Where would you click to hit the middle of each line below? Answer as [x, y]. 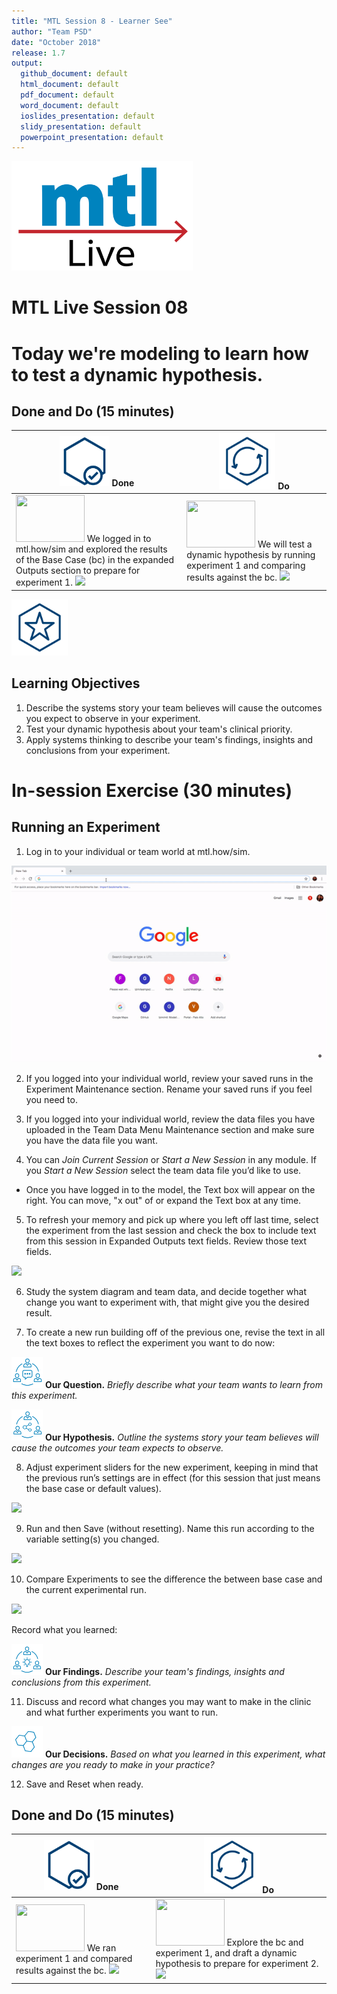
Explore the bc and [265, 1942]
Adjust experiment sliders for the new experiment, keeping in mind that [172, 1467]
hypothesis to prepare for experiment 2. [237, 1964]
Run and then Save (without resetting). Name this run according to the [170, 1528]
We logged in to [119, 539]
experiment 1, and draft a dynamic [226, 1953]
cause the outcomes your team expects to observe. [117, 1447]
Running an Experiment [86, 827]
